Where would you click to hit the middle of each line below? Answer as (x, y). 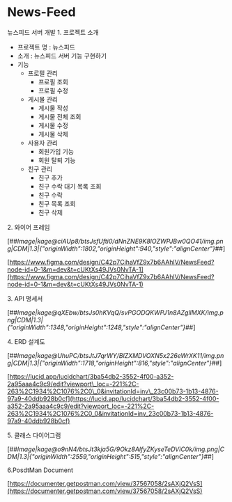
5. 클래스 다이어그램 (34, 435)
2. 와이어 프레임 (29, 227)
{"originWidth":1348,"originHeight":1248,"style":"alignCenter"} (96, 327)
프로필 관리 (42, 73)
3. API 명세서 (25, 298)
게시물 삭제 (53, 134)
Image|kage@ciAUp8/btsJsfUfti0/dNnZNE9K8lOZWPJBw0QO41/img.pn (121, 241)
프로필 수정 (53, 91)
